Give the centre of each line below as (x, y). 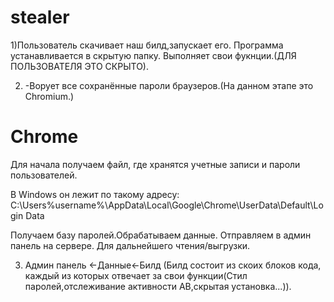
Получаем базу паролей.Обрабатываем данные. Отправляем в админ (161, 235)
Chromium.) (49, 96)
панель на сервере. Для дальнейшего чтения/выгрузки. (130, 245)
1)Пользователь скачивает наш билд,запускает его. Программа (147, 45)
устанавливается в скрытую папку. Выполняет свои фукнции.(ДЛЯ (153, 55)
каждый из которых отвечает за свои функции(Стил (136, 275)
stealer (40, 17)
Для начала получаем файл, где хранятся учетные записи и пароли (155, 164)
